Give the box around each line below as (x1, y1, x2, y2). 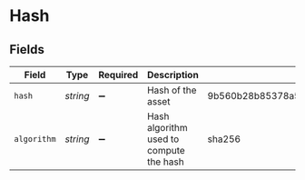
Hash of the (146, 84, 197, 96)
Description (146, 69, 200, 81)
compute (146, 145, 186, 156)
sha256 (207, 133, 241, 145)
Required (98, 69, 139, 81)
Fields (9, 42, 45, 57)
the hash (146, 155, 184, 168)
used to (146, 133, 180, 145)
